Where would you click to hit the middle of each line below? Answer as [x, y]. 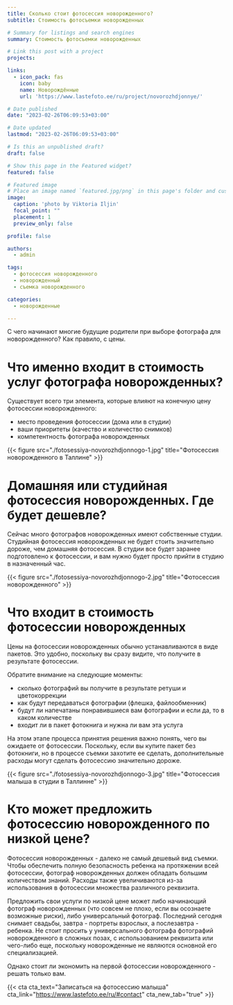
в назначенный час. [36, 564]
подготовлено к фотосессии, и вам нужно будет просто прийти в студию [115, 557]
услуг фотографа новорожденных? [115, 382]
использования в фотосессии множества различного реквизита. [103, 888]
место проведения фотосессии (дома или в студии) [94, 422]
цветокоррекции [42, 695]
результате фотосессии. [43, 661]
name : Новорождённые [49, 90]
